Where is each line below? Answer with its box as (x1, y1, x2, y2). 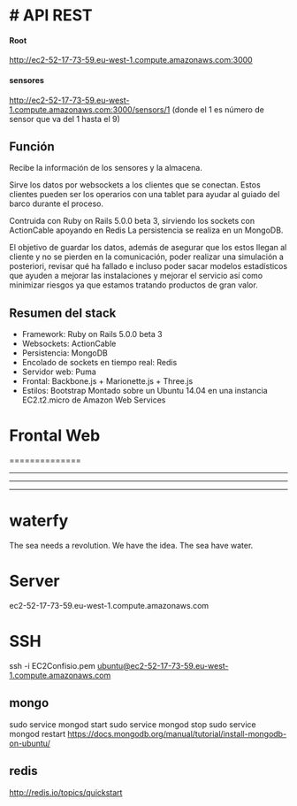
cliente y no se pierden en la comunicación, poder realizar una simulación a (9, 251, 285, 262)
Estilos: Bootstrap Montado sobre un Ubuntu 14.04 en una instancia (21, 386, 268, 396)
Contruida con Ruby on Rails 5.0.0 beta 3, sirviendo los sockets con (9, 216, 255, 226)
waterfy (9, 510, 69, 531)
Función (9, 139, 55, 154)
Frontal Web (9, 426, 101, 446)
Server (9, 572, 60, 591)
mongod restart (9, 728, 66, 739)
